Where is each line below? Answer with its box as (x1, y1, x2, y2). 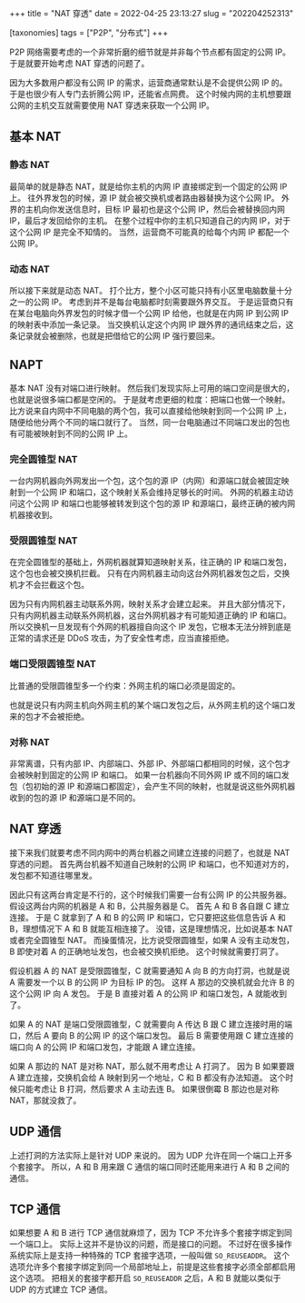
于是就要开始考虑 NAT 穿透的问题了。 (9, 58, 150, 68)
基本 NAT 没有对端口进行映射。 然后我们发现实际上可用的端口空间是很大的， (9, 383, 295, 393)
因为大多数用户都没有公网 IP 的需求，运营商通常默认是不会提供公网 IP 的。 (9, 77, 288, 88)
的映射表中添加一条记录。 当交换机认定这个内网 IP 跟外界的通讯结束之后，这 (9, 319, 294, 330)
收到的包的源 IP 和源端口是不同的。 (9, 791, 141, 802)
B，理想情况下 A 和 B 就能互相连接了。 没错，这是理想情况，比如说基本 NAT (9, 923, 293, 934)
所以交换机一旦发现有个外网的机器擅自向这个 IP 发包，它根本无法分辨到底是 (9, 622, 292, 632)
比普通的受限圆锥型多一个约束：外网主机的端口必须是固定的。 (9, 680, 241, 691)
